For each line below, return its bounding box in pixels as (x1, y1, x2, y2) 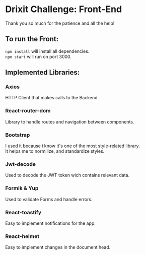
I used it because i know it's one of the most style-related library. (5, 143, 140, 149)
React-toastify (5, 209, 42, 216)
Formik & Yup (5, 185, 39, 192)
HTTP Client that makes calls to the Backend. (5, 95, 99, 101)
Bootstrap (5, 131, 30, 138)
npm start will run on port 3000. (5, 53, 72, 59)
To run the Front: (5, 35, 59, 43)
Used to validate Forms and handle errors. (5, 196, 93, 202)
